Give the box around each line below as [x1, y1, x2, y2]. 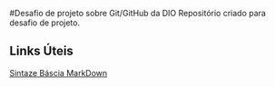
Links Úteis [9, 43, 74, 59]
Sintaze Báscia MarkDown [9, 67, 108, 78]
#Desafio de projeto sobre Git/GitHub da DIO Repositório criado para [9, 8, 266, 18]
